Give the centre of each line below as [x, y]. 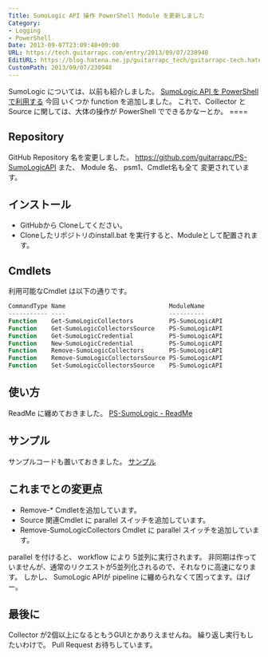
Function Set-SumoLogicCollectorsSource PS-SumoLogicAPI [116, 366]
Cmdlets [30, 271]
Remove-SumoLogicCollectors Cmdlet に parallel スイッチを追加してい [136, 530]
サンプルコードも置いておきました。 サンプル [82, 461]
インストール [40, 204]
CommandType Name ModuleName [106, 307]
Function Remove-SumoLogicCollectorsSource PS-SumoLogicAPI [116, 358]
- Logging [25, 30]
